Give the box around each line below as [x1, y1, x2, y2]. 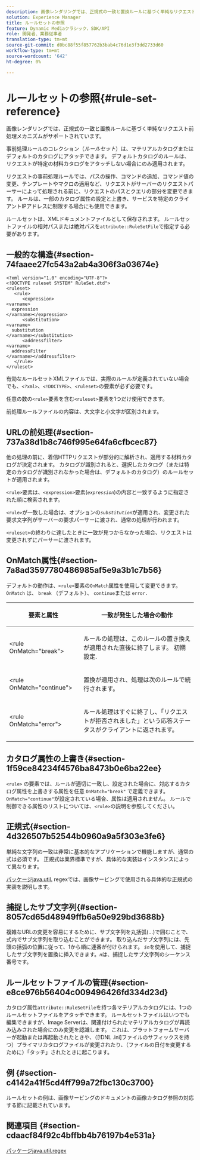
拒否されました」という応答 [95, 716, 173, 725]
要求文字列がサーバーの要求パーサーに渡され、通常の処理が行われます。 [6, 516, 183, 523]
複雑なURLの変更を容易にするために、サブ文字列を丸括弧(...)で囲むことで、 [6, 928, 192, 935]
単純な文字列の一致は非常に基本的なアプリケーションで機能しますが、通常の [6, 848, 194, 855]
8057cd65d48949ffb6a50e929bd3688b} [6, 912, 165, 922]
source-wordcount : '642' [6, 53, 68, 59]
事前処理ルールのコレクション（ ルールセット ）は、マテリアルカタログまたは [6, 145, 194, 152]
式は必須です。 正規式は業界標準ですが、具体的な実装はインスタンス [6, 855, 174, 863]
